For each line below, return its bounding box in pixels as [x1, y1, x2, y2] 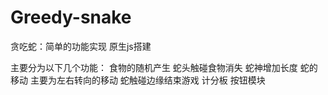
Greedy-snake [10, 6, 132, 29]
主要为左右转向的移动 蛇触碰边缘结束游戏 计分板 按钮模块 [29, 74, 266, 86]
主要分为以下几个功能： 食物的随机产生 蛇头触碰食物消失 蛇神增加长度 [10, 61, 298, 73]
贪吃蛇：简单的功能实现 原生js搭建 [10, 40, 152, 52]
